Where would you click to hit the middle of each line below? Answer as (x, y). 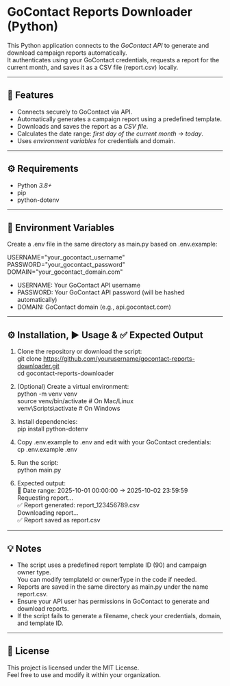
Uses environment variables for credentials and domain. (96, 140)
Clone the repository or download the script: (79, 352)
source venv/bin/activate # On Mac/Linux (75, 401)
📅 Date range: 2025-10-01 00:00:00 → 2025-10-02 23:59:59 (102, 491)
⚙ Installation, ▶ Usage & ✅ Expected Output (105, 335)
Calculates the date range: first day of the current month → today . (110, 134)
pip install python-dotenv (52, 429)
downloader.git (38, 366)
